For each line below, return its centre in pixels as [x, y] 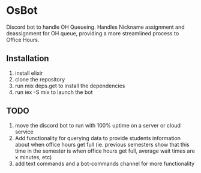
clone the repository [40, 79]
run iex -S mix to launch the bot [54, 92]
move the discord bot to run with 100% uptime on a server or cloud [98, 125]
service [24, 132]
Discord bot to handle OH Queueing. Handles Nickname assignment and [95, 27]
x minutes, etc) [33, 157]
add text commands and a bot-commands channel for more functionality [105, 163]
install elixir [29, 73]
